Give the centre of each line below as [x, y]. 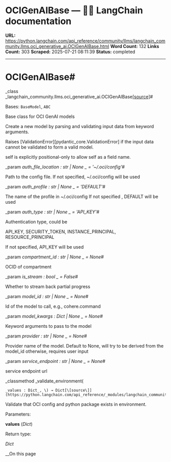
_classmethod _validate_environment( [45, 381]
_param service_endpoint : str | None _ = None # [55, 361]
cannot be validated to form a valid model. [50, 147]
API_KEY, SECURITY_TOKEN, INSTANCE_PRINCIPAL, [61, 231]
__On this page [21, 453]
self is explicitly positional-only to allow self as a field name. [68, 157]
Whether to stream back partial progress [48, 286]
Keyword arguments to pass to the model [48, 326]
